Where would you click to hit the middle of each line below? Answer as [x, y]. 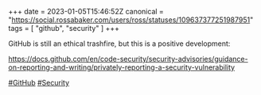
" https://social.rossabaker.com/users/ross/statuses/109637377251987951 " [131, 20]
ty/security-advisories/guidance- [194, 59]
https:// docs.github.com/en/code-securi [74, 59]
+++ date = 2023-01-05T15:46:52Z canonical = [86, 11]
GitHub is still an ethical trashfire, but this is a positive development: [119, 44]
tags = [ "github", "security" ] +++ [64, 28]
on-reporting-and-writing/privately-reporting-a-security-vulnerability [122, 67]
